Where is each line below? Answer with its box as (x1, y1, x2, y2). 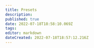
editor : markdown (5, 30, 42, 35)
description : (5, 12, 33, 17)
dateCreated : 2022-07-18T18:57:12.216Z (5, 35, 89, 40)
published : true (5, 16, 39, 21)
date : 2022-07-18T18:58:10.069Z (5, 21, 73, 26)
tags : (5, 26, 17, 31)
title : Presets (5, 7, 37, 12)
